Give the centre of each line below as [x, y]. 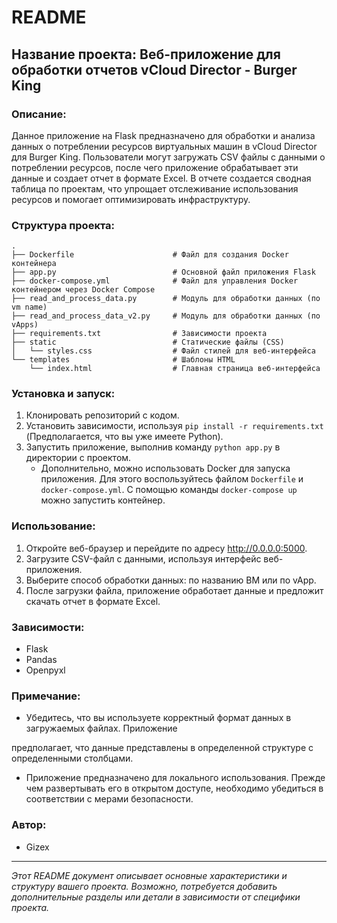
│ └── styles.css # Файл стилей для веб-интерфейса [163, 351]
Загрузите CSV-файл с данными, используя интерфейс [143, 558]
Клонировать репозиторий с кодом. [102, 415]
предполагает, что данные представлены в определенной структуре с [162, 748]
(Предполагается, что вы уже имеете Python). [124, 437]
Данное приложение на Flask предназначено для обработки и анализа [163, 135]
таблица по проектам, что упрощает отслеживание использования [155, 188]
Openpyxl [45, 670]
